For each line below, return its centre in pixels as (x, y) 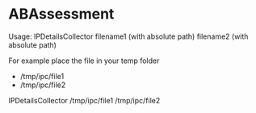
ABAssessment (61, 14)
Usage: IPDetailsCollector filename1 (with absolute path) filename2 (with (128, 36)
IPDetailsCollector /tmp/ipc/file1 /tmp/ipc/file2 (84, 100)
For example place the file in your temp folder (84, 61)
